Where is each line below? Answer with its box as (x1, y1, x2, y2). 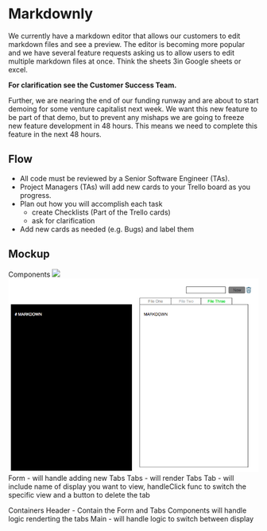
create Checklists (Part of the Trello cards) (31, 207, 171, 217)
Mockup (8, 247, 50, 261)
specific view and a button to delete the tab (8, 490, 151, 500)
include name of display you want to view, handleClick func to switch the (8, 482, 246, 491)
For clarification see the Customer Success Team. (8, 80, 177, 90)
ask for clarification (31, 215, 95, 225)
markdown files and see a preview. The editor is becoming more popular (8, 39, 245, 48)
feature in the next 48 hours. (8, 129, 102, 139)
